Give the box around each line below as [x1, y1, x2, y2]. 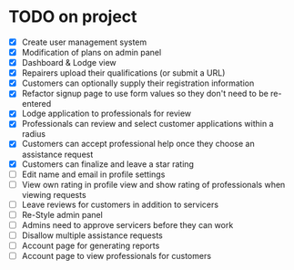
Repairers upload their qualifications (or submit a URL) [21, 67, 226, 78]
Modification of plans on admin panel [21, 47, 162, 57]
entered [21, 99, 52, 109]
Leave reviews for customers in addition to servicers [21, 199, 219, 210]
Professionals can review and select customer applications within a [21, 119, 274, 130]
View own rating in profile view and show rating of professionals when [21, 179, 286, 190]
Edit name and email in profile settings [21, 169, 166, 180]
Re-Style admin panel [21, 209, 104, 220]
